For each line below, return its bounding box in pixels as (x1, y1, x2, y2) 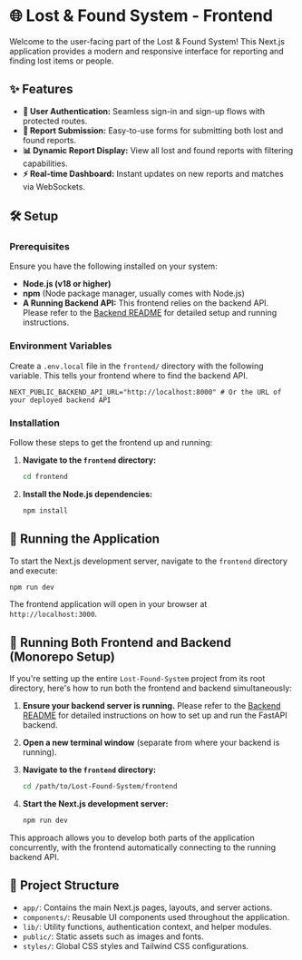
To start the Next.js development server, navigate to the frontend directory (9, 555, 288, 566)
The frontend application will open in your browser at (9, 599, 208, 610)
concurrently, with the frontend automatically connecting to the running (9, 842, 277, 853)
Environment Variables (9, 339, 112, 352)
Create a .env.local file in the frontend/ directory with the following (9, 360, 265, 371)
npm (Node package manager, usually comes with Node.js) (22, 288, 245, 299)
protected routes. (22, 115, 88, 126)
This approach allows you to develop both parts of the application (9, 832, 256, 844)
